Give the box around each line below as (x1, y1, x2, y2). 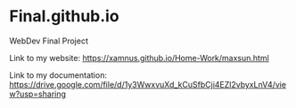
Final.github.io (9, 6, 119, 27)
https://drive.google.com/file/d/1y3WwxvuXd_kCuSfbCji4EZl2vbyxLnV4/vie (9, 79, 287, 89)
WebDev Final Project (9, 35, 89, 46)
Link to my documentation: (9, 69, 107, 81)
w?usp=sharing (9, 89, 67, 99)
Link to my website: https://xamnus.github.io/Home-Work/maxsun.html (9, 52, 269, 63)
